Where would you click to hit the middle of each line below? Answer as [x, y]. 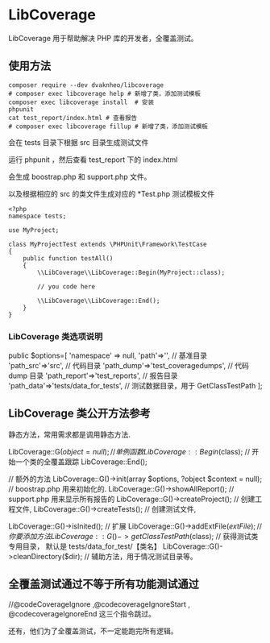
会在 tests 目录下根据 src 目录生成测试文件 [79, 142]
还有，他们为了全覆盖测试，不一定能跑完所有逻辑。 [93, 631]
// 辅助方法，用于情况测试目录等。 [141, 556]
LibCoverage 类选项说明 [56, 336]
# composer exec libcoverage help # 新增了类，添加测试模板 [105, 93]
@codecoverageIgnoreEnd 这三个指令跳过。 [82, 613]
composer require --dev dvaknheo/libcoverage [86, 85]
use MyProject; [34, 230]
